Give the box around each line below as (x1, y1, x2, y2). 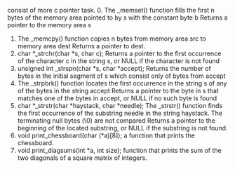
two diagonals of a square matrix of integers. (17, 154, 147, 162)
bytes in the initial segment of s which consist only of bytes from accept (17, 72, 226, 80)
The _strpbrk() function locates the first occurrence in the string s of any (17, 79, 227, 87)
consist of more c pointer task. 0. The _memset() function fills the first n (7, 6, 215, 14)
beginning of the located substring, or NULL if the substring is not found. (17, 124, 228, 132)
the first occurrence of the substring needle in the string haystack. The (17, 109, 223, 117)
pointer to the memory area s (7, 21, 91, 29)
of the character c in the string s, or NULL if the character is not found (17, 57, 220, 65)
